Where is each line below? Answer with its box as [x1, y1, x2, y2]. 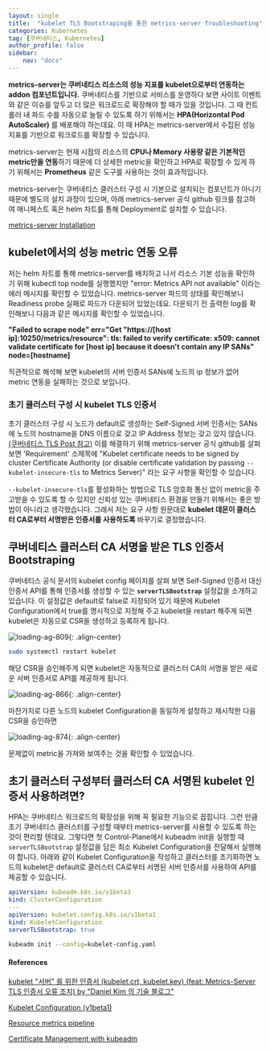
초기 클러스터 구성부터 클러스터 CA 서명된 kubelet [8, 775, 243, 788]
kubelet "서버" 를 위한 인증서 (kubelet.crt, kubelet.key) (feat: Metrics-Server [8, 976, 256, 986]
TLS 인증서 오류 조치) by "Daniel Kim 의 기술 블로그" [8, 986, 174, 996]
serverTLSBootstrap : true [8, 926, 95, 934]
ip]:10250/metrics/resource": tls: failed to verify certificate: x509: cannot [8, 333, 260, 342]
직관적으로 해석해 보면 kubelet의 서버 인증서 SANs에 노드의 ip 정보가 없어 [8, 366, 239, 376]
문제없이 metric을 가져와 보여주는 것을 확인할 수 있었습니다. [8, 748, 194, 758]
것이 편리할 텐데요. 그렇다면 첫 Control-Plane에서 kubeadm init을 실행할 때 [8, 832, 245, 842]
